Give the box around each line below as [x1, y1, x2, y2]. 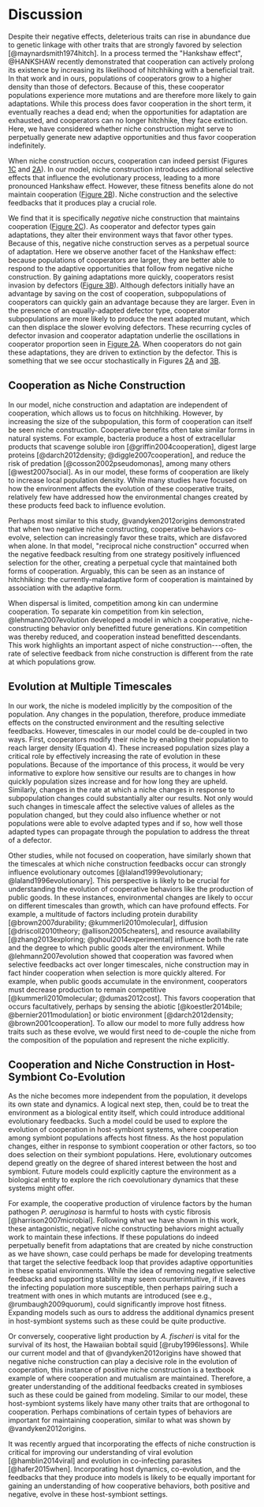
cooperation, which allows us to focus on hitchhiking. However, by [8, 408, 223, 418]
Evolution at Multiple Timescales [8, 680, 173, 693]
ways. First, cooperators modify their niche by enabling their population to [8, 735, 249, 744]
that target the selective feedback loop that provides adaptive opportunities [8, 1257, 254, 1267]
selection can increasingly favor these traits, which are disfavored [33, 532, 247, 542]
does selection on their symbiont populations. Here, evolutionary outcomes [8, 1150, 252, 1159]
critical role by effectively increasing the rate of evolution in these [8, 751, 221, 761]
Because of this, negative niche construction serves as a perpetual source [8, 239, 250, 248]
